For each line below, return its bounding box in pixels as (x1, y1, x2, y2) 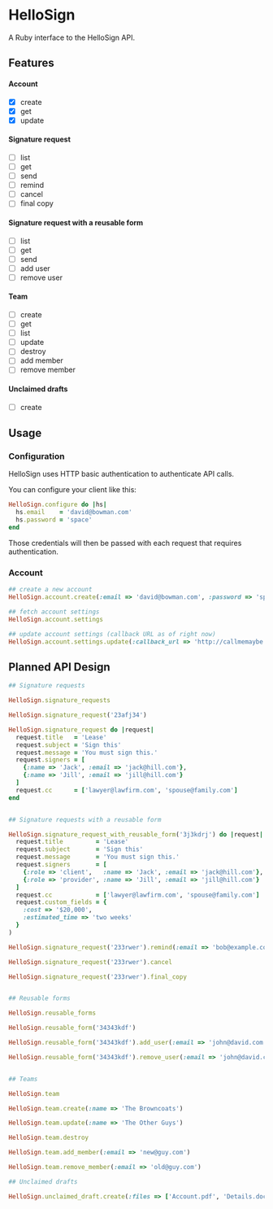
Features (8, 56, 54, 70)
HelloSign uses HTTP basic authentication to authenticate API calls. (8, 469, 234, 479)
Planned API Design (8, 660, 110, 674)
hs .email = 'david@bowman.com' (15, 508, 132, 517)
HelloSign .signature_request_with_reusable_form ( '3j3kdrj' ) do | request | (8, 830, 264, 839)
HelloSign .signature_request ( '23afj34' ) (8, 711, 148, 719)
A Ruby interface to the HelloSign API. (8, 33, 136, 42)
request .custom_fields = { (15, 898, 107, 906)
